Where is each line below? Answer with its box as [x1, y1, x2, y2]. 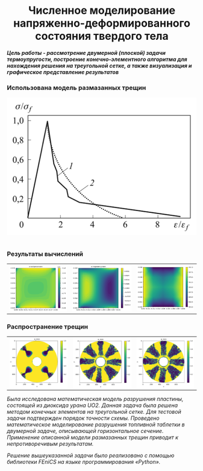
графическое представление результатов [7, 68, 119, 75]
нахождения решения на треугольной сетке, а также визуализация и [7, 62, 192, 69]
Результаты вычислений [7, 250, 84, 258]
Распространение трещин [7, 323, 89, 331]
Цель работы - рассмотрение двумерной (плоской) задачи [7, 49, 166, 56]
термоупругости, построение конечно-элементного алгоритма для [7, 55, 187, 63]
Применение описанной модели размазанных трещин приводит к [7, 434, 179, 441]
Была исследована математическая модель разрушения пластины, [7, 396, 184, 403]
